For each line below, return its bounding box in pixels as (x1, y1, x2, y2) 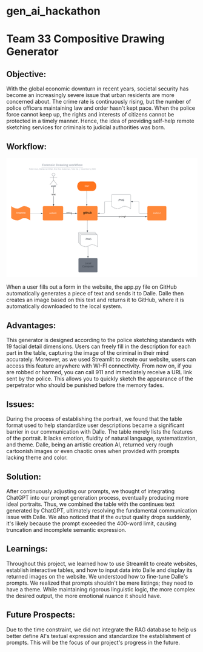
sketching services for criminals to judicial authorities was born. (6, 124, 165, 131)
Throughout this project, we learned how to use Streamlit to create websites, (6, 560, 198, 567)
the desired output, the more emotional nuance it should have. (6, 592, 162, 599)
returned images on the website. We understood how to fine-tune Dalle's (6, 573, 188, 580)
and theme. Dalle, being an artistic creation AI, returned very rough (6, 441, 173, 448)
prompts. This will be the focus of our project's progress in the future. (6, 639, 181, 646)
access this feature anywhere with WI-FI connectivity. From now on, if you (6, 362, 192, 369)
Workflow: (6, 141, 47, 152)
